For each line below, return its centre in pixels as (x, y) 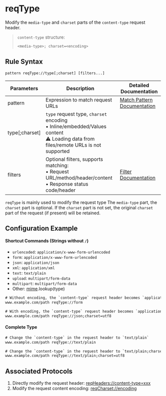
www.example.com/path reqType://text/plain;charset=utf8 (65, 356)
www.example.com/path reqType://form (44, 302)
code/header (61, 190)
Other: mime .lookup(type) (39, 289)
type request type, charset (76, 114)
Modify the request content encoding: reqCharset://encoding (74, 389)
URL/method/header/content (79, 178)
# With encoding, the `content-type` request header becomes (69, 311)
